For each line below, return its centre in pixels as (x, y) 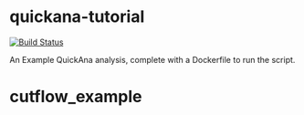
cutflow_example (76, 97)
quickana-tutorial (77, 17)
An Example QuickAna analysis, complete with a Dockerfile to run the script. (152, 59)
